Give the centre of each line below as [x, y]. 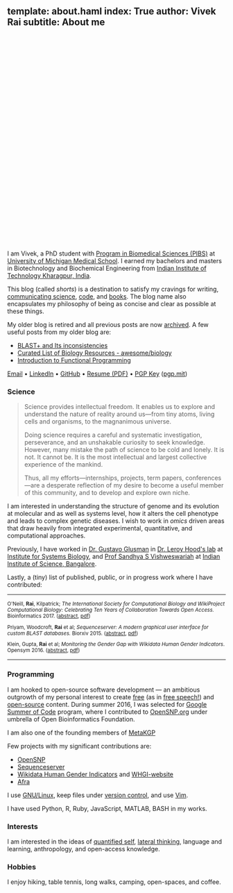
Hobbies [22, 867]
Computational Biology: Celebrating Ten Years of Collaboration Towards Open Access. [111, 610]
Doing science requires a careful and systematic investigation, [113, 435]
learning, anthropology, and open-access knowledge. [84, 849]
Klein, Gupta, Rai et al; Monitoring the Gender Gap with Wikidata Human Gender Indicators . [116, 644]
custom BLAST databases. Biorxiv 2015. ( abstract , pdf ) [73, 633]
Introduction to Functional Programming [74, 360]
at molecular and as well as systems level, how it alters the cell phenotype [113, 514]
